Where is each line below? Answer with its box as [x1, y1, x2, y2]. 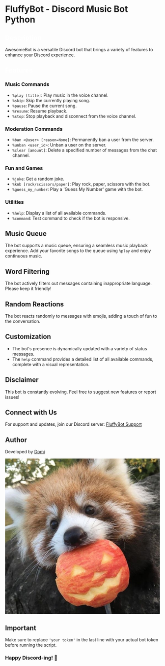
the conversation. [5, 318, 41, 324]
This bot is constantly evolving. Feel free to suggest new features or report [5, 389, 156, 395]
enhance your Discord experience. [5, 52, 75, 58]
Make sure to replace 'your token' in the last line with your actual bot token [5, 637, 159, 643]
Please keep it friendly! [5, 286, 52, 292]
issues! [5, 394, 20, 400]
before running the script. [5, 642, 57, 648]
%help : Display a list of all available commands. [12, 210, 107, 216]
